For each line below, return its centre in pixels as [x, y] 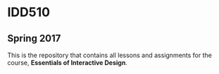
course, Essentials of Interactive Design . [68, 63]
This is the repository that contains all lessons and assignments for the [110, 55]
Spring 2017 [34, 38]
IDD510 [29, 12]
